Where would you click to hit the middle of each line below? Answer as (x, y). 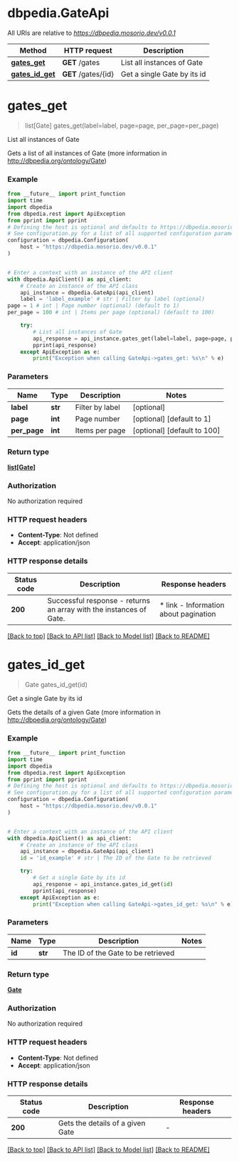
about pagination (188, 614)
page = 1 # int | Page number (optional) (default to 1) (94, 306)
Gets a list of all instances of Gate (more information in (87, 153)
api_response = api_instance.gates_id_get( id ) (103, 884)
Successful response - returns (99, 600)
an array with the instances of (97, 609)
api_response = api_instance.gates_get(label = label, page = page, (130, 339)
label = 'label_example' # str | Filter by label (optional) (112, 299)
